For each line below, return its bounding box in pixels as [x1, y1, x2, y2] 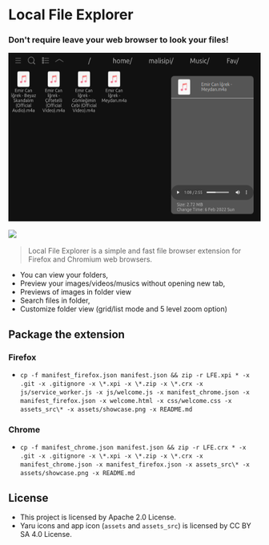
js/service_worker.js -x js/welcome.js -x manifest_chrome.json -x [19, 388, 250, 397]
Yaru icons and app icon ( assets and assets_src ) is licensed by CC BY [19, 521, 252, 531]
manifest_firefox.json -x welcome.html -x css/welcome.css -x [19, 397, 232, 405]
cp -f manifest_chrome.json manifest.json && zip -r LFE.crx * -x [19, 444, 247, 452]
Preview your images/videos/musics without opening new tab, [19, 279, 226, 288]
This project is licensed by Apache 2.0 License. [19, 512, 176, 523]
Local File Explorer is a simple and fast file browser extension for [27, 246, 242, 256]
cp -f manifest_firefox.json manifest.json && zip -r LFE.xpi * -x [19, 372, 250, 380]
